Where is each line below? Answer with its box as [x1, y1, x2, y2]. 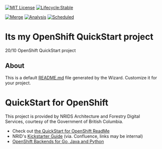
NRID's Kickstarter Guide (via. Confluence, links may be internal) [12, 133, 143, 139]
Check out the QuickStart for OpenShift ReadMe [12, 128, 110, 134]
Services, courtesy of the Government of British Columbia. [5, 118, 124, 124]
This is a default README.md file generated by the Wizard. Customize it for [5, 74, 157, 80]
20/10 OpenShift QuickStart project [5, 47, 76, 53]
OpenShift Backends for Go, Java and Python [12, 138, 104, 144]
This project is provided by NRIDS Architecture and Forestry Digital [5, 113, 140, 119]
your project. [5, 80, 31, 86]
